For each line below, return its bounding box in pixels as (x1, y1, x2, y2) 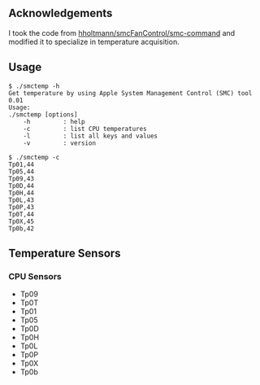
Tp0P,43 (8, 203, 35, 211)
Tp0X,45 (8, 217, 35, 225)
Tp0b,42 (8, 224, 35, 233)
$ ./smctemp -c (8, 153, 60, 161)
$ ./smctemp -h (8, 81, 60, 90)
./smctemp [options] (8, 110, 79, 119)
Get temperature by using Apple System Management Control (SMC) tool (8, 89, 253, 97)
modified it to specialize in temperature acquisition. (8, 37, 180, 46)
